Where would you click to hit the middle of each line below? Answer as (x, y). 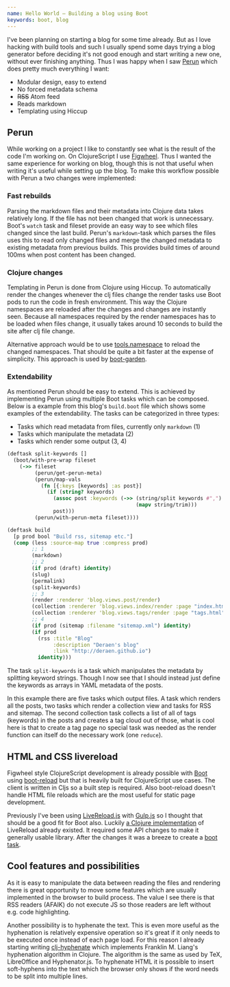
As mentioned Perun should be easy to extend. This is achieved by (101, 392)
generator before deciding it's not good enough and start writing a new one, (114, 54)
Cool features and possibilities (74, 866)
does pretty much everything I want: (58, 69)
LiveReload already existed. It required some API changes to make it (103, 830)
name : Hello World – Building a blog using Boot (78, 13)
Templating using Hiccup (52, 111)
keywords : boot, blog (38, 20)
